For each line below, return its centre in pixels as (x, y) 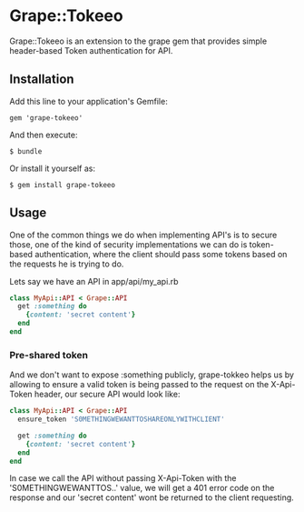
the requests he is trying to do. (67, 264)
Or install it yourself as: (52, 168)
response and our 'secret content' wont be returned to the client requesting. (152, 497)
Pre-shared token (49, 355)
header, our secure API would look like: (108, 394)
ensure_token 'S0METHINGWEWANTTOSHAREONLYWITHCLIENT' (121, 419)
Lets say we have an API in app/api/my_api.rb (94, 281)
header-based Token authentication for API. (91, 50)
